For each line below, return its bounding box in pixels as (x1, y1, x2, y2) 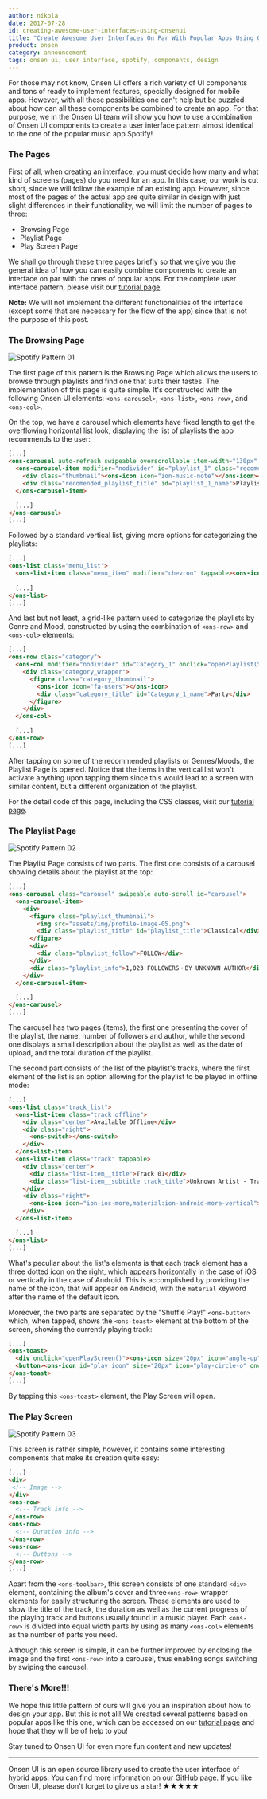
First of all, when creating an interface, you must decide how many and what (8, 167, 259, 176)
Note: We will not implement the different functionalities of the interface (8, 298, 244, 308)
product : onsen (8, 41, 59, 49)
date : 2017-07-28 (8, 19, 66, 27)
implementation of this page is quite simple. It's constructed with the (8, 385, 233, 395)
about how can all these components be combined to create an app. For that (8, 103, 259, 112)
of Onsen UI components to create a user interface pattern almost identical (8, 120, 254, 130)
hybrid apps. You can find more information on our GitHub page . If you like (8, 1773, 253, 1782)
